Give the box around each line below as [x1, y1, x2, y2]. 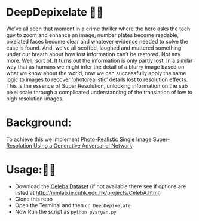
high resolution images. [6, 95, 64, 102]
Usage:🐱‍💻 [6, 163, 56, 177]
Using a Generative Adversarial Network [33, 142, 133, 149]
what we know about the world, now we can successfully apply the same [6, 69, 186, 76]
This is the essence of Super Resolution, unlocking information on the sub [6, 82, 188, 89]
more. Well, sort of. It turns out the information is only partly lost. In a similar [6, 57, 193, 64]
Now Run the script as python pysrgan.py [14, 208, 117, 215]
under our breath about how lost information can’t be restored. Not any [6, 50, 181, 57]
